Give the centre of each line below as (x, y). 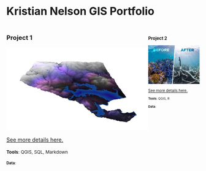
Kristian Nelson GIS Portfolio (80, 11)
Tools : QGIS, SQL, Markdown (37, 152)
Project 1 (19, 37)
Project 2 (158, 38)
